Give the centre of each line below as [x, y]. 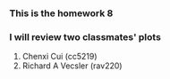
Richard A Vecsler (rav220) [72, 66]
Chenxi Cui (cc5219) [59, 57]
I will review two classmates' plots [85, 36]
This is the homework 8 [61, 13]
